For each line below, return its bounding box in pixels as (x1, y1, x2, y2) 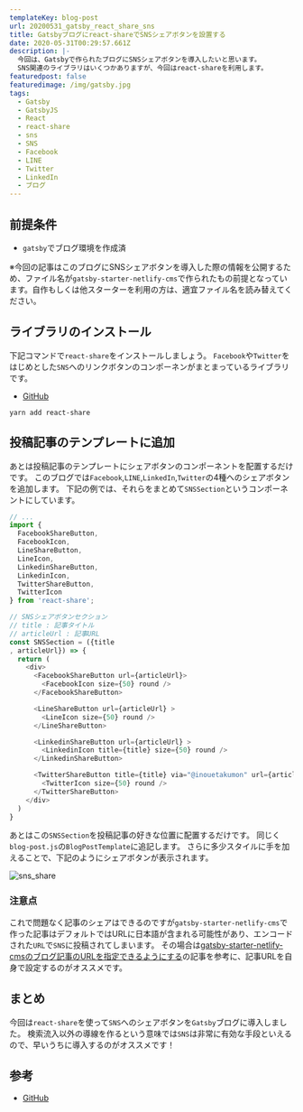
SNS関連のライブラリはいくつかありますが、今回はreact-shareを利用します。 (17, 64, 268, 73)
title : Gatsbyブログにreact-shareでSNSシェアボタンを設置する (9, 30, 226, 39)
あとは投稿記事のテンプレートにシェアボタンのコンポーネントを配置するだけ (9, 460, 294, 471)
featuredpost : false (9, 72, 87, 81)
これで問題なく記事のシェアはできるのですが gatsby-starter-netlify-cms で (9, 917, 289, 928)
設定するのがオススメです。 (24, 962, 128, 973)
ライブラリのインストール (9, 324, 151, 339)
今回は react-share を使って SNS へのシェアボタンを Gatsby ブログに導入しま (9, 1016, 280, 1027)
